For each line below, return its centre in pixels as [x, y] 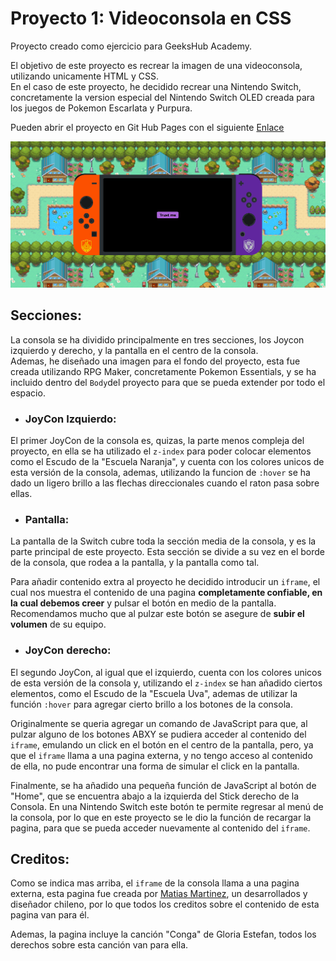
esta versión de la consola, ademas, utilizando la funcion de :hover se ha [160, 473]
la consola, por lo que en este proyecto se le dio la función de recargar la [161, 817]
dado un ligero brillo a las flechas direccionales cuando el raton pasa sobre [165, 483]
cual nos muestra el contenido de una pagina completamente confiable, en [166, 593]
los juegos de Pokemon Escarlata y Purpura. [101, 108]
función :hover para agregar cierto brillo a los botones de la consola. [151, 704]
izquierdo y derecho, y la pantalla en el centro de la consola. [134, 350]
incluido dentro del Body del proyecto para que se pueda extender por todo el [168, 382]
